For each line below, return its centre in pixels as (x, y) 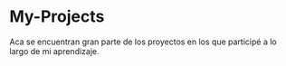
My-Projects (57, 17)
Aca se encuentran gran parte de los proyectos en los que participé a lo (143, 42)
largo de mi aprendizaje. (54, 51)
